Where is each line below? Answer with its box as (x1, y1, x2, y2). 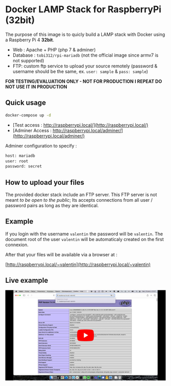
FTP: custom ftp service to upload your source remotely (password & (12, 63, 158, 69)
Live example (5, 276, 48, 285)
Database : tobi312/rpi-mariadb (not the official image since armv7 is (12, 52, 159, 58)
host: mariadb (5, 153, 36, 158)
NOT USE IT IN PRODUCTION (5, 83, 67, 90)
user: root (5, 158, 28, 164)
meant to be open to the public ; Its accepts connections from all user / (5, 197, 153, 203)
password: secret (5, 164, 42, 169)
